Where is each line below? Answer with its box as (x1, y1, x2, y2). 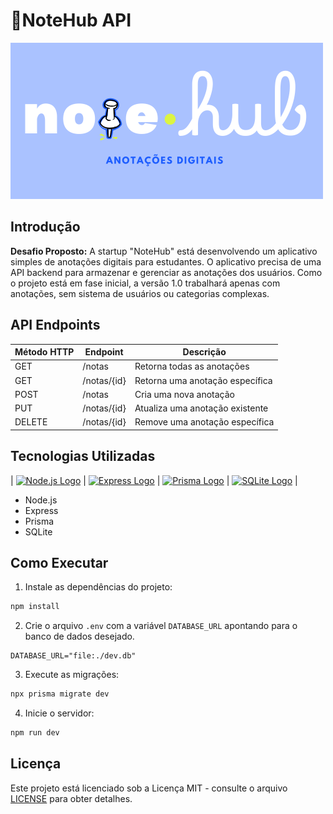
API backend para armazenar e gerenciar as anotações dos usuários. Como (10, 266, 323, 278)
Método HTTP (14, 346, 75, 358)
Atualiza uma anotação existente (134, 402, 269, 414)
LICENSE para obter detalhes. (10, 792, 133, 804)
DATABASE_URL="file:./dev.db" (10, 651, 137, 661)
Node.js (24, 494, 58, 506)
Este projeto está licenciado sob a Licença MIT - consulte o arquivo (10, 782, 288, 794)
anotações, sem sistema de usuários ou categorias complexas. (10, 287, 270, 299)
